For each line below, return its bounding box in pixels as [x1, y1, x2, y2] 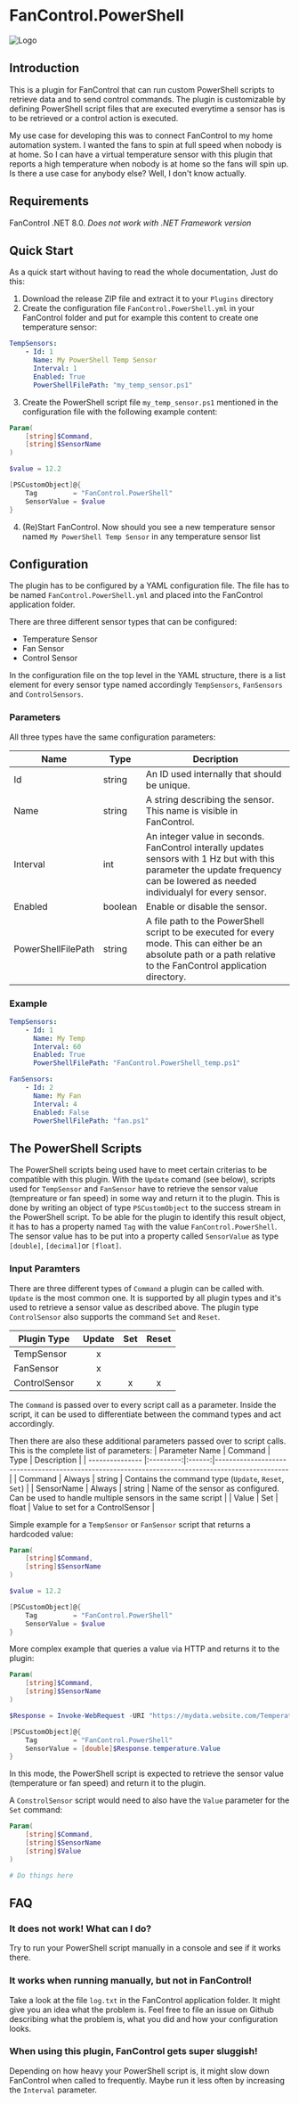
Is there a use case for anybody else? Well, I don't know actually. [9, 168, 247, 178]
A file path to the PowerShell [145, 914, 264, 927]
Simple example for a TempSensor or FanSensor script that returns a [9, 1519, 251, 1529]
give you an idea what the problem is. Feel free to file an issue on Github [9, 2004, 274, 2015]
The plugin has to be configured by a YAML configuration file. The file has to [9, 580, 289, 591]
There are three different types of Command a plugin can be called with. [9, 1282, 264, 1293]
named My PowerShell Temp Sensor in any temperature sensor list [21, 531, 261, 542]
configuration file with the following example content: [21, 406, 218, 417]
